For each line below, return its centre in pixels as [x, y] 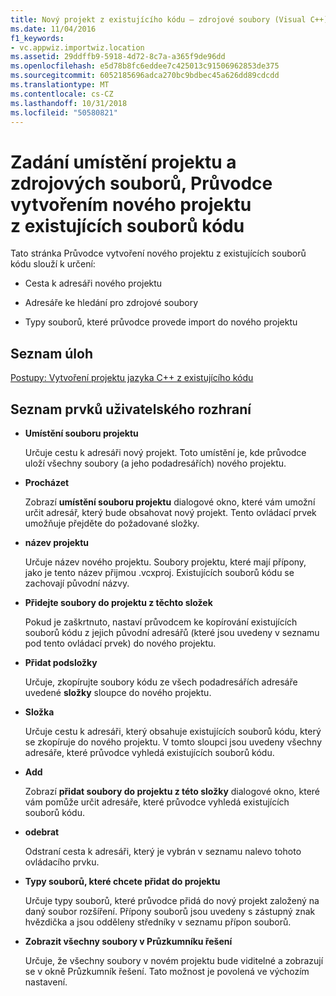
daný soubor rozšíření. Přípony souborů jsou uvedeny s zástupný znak [170, 911]
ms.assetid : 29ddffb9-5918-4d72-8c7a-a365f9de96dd [118, 57]
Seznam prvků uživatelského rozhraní [131, 409]
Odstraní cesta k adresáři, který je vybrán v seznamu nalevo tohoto [163, 851]
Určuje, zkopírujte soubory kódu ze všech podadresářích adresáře [161, 682]
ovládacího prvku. [62, 862]
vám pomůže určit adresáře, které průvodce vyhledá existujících [157, 802]
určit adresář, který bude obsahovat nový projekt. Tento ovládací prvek [170, 512]
